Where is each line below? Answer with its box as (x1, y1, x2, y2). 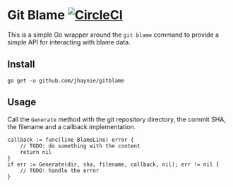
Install (7, 59, 35, 71)
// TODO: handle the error (20, 167, 100, 174)
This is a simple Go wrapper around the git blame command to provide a (7, 30, 220, 39)
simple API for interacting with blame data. (7, 37, 131, 46)
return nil (20, 148, 52, 155)
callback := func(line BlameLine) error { (7, 136, 134, 143)
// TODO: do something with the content (20, 142, 141, 150)
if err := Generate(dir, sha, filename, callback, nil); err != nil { (7, 161, 220, 168)
